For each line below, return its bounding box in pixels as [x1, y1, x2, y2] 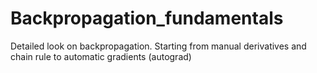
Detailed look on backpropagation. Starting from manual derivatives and [10, 40, 307, 52]
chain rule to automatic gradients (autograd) [10, 50, 192, 62]
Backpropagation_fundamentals [10, 7, 284, 30]
